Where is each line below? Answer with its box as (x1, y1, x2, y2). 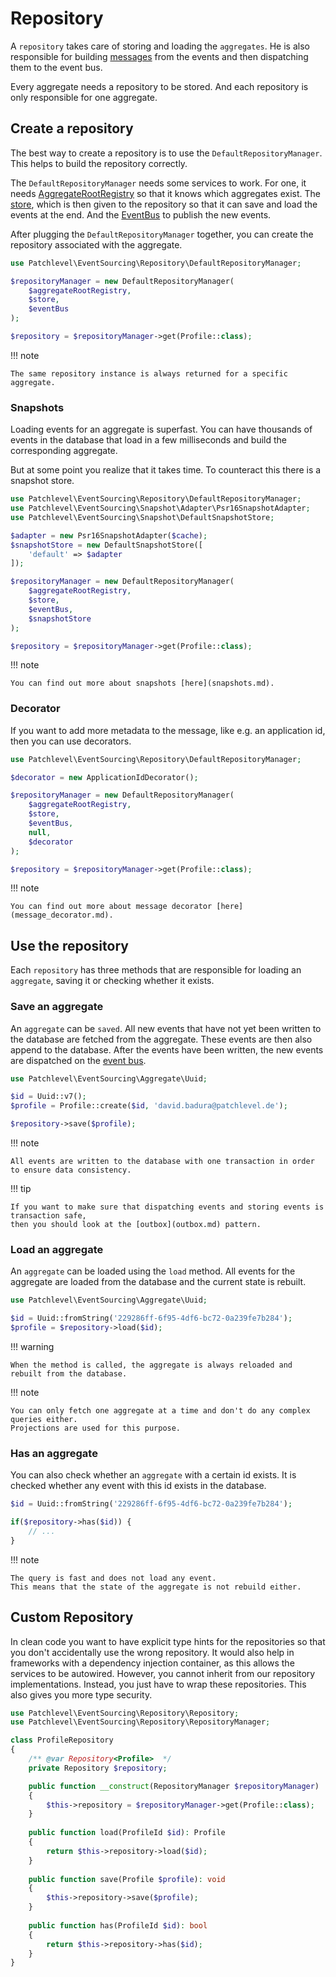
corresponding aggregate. (10, 445, 118, 457)
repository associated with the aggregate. (10, 238, 183, 251)
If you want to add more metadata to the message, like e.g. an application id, (10, 724, 326, 736)
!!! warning (10, 1341, 55, 1352)
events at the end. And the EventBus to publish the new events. (10, 208, 272, 221)
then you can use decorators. (10, 735, 132, 747)
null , (28, 827, 52, 837)
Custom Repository (10, 1609, 134, 1626)
